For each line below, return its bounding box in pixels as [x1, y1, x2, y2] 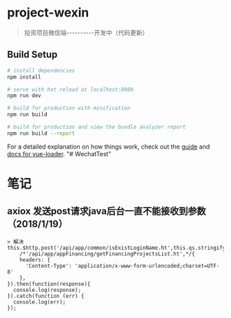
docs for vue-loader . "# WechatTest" [7, 149, 111, 158]
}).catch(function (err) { [7, 293, 85, 299]
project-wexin [7, 5, 89, 21]
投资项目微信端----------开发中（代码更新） [23, 28, 149, 36]
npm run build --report [7, 129, 76, 137]
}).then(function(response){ [7, 280, 91, 287]
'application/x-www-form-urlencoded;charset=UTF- [74, 262, 220, 269]
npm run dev [7, 92, 41, 99]
